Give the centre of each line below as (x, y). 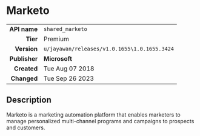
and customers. (26, 127)
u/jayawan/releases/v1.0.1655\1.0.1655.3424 (109, 49)
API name (24, 29)
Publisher (24, 58)
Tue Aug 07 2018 (69, 69)
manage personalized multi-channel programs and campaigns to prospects (100, 121)
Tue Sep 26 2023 (68, 78)
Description (29, 100)
